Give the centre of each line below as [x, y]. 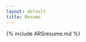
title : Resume [24, 17]
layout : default [26, 11]
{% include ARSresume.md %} [43, 33]
